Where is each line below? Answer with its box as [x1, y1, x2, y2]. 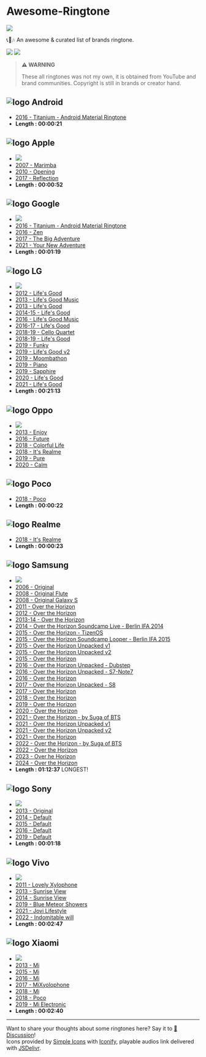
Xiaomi [31, 938, 59, 948]
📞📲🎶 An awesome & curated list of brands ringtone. [6, 36, 134, 44]
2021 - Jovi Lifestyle [15, 907, 67, 915]
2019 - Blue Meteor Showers [15, 901, 88, 908]
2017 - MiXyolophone [15, 981, 70, 988]
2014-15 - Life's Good [15, 309, 71, 316]
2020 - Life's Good [15, 374, 64, 381]
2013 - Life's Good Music [15, 296, 79, 303]
